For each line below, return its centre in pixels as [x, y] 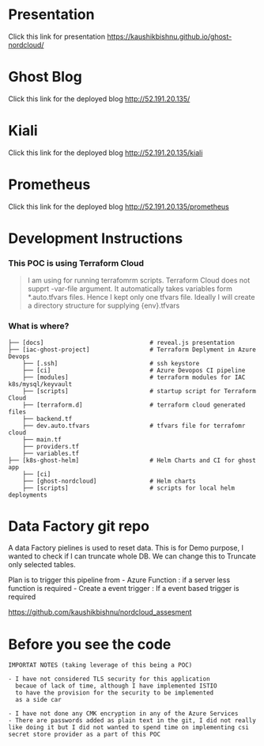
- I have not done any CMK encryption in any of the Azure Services [123, 714]
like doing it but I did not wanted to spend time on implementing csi [128, 728]
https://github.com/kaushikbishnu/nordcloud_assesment [100, 612]
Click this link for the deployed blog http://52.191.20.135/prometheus [119, 206]
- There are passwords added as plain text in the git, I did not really [132, 721]
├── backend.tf [47, 418]
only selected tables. [42, 565]
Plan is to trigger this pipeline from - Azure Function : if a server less [119, 580]
